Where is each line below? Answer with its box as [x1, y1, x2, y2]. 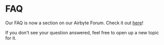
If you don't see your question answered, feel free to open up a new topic [5, 29, 159, 35]
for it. [5, 35, 17, 41]
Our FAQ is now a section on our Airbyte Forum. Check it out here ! [5, 20, 144, 26]
